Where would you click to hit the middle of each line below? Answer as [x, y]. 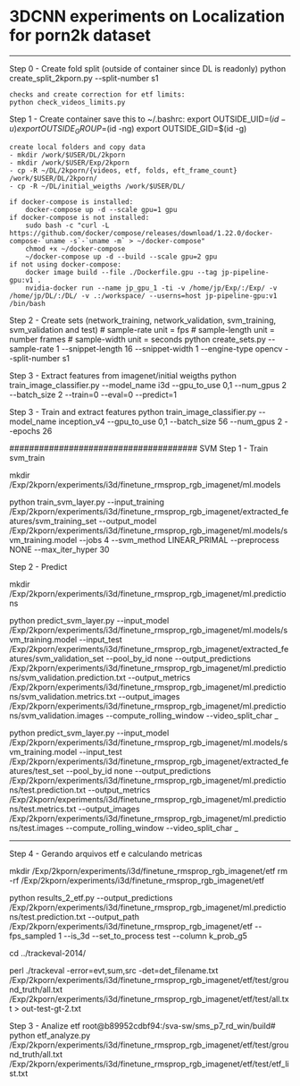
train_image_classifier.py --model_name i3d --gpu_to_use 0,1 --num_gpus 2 [148, 385]
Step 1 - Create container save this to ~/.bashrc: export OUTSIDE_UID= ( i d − [148, 119]
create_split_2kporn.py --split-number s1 [84, 78]
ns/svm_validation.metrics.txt [63, 696]
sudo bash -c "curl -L [67, 225]
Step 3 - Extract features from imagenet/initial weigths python [123, 375]
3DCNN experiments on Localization [147, 17]
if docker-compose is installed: [71, 202]
